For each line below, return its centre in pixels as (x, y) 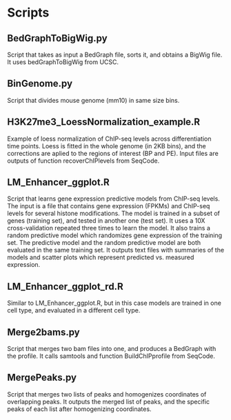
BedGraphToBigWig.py (58, 38)
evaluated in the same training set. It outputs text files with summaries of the (116, 250)
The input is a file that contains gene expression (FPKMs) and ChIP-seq (109, 206)
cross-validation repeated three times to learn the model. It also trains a (109, 228)
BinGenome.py (40, 84)
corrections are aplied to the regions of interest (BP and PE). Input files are (113, 153)
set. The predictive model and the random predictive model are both (104, 243)
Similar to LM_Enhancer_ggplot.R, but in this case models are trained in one (114, 303)
